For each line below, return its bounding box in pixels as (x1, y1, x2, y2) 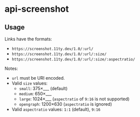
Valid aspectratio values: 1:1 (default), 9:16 (11, 107, 101, 112)
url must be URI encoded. (11, 75, 65, 81)
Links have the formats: (4, 36, 52, 42)
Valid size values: (11, 80, 48, 86)
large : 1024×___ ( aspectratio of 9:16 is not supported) (19, 96, 130, 102)
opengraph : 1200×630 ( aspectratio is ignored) (19, 101, 112, 107)
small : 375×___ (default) (19, 86, 68, 91)
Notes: (4, 65, 18, 71)
